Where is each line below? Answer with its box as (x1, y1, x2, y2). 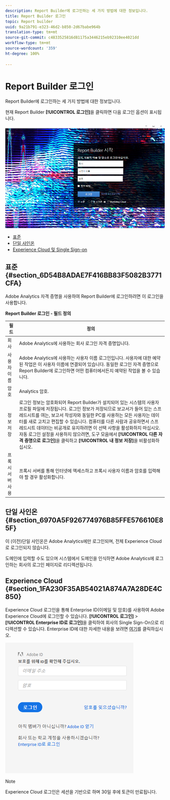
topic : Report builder (5, 19, 53, 24)
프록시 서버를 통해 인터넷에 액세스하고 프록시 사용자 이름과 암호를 (19, 468, 147, 474)
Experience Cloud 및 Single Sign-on (12, 247, 88, 253)
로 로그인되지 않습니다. (5, 544, 50, 550)
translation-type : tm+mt (5, 29, 58, 35)
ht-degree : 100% (5, 51, 39, 56)
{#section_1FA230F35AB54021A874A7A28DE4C (5, 584, 162, 593)
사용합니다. (5, 299, 27, 305)
